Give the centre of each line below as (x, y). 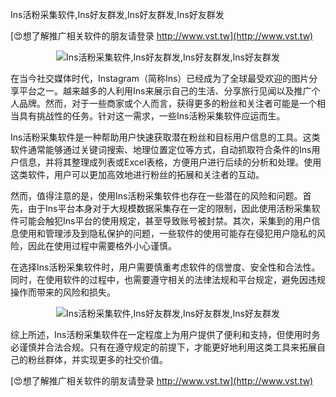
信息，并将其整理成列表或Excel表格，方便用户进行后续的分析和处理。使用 (170, 162)
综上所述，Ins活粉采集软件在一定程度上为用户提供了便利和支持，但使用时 (161, 334)
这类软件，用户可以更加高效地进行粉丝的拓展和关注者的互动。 (137, 174)
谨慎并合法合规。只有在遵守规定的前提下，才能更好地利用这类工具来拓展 (167, 347)
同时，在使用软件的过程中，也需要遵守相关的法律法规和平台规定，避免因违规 (168, 279)
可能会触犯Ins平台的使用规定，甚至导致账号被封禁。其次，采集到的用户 (165, 221)
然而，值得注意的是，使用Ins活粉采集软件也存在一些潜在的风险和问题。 (156, 196)
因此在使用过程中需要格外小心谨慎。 (102, 246)
